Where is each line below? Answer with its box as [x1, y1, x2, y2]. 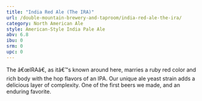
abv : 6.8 [6, 32, 29, 38]
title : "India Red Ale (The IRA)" [6, 9, 95, 15]
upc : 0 [6, 49, 23, 55]
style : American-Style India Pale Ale [6, 26, 105, 32]
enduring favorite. [6, 88, 51, 95]
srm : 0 [6, 43, 23, 50]
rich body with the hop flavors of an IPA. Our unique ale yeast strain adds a [6, 75, 195, 82]
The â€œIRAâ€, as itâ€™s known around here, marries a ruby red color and [6, 65, 196, 73]
